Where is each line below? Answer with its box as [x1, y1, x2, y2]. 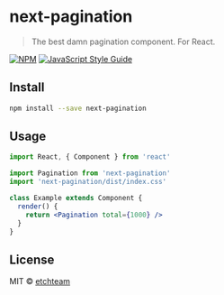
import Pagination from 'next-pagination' [9, 169, 171, 178]
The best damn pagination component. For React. [31, 36, 216, 47]
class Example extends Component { [9, 194, 143, 203]
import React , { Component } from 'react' [9, 152, 171, 161]
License [9, 252, 55, 267]
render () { [17, 201, 58, 211]
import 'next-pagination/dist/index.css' [9, 178, 167, 187]
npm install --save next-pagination [9, 104, 147, 113]
